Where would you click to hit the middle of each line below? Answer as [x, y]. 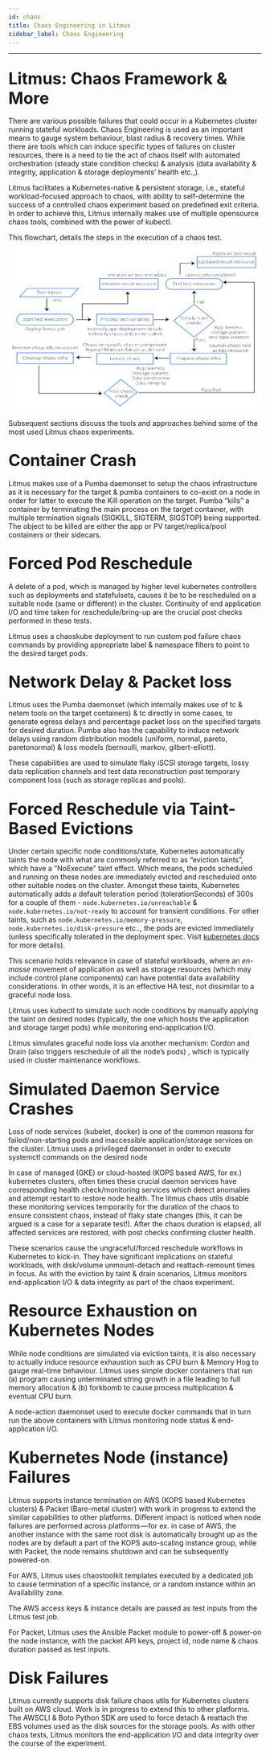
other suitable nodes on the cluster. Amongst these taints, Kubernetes [124, 886]
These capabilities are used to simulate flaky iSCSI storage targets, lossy [129, 763]
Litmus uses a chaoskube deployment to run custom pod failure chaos [125, 636]
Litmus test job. [34, 1616]
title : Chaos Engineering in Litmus [70, 25]
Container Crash [72, 460]
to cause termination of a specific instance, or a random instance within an [132, 1584]
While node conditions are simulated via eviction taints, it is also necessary [132, 1353]
